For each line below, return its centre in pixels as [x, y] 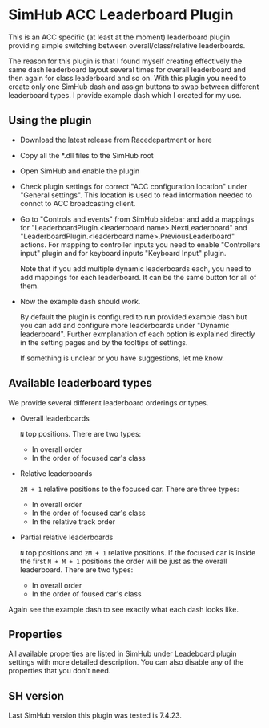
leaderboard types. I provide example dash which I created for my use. [125, 95]
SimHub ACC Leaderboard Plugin [121, 15]
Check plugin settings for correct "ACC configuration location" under [133, 186]
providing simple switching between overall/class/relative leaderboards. [127, 45]
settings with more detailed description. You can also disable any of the [126, 662]
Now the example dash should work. [80, 301]
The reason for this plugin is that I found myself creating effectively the [125, 61]
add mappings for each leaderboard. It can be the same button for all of [138, 277]
